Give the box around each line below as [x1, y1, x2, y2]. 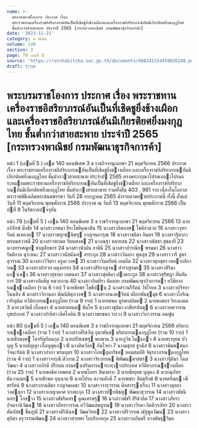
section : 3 [6, 47, 33, 53]
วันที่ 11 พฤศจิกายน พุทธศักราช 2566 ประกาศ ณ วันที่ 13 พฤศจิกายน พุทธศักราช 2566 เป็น [6, 199, 187, 206]
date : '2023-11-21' [6, 31, 55, 36]
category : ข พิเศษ [6, 36, 47, 42]
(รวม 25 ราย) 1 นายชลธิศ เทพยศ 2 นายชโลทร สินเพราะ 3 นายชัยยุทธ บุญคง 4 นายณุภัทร [6, 369, 181, 376]
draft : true [6, 63, 36, 69]
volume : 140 [6, 42, 36, 48]
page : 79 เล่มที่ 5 [6, 52, 45, 58]
